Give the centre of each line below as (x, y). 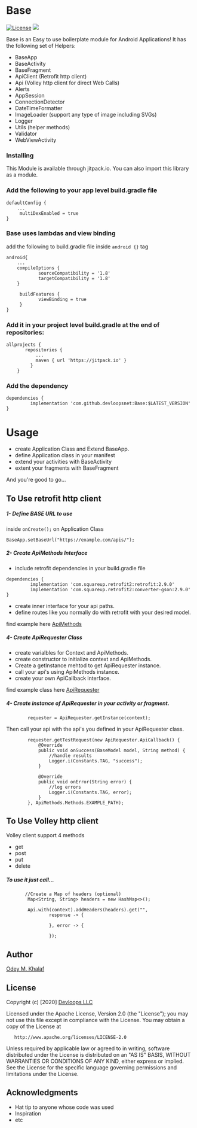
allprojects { (24, 345)
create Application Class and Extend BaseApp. (72, 449)
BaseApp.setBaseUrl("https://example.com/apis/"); (70, 540)
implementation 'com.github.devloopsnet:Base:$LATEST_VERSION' (110, 404)
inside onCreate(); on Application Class (55, 529)
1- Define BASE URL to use (39, 514)
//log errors (65, 787)
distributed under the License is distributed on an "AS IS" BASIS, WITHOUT (98, 1055)
